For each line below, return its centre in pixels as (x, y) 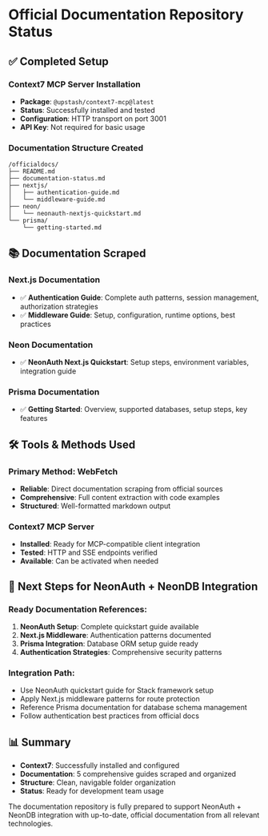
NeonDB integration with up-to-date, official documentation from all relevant (134, 815)
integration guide (48, 371)
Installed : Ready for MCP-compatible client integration (110, 544)
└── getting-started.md (62, 228)
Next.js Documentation (54, 280)
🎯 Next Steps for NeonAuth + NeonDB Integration (133, 586)
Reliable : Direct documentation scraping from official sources (121, 489)
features (34, 418)
